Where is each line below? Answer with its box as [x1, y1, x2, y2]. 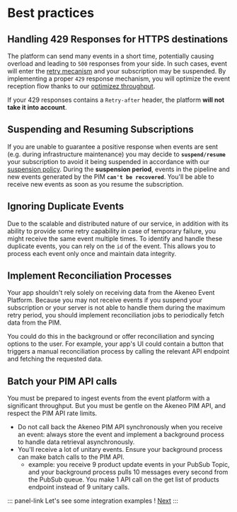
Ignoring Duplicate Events [7, 200, 125, 213]
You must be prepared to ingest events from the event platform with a [7, 394, 210, 402]
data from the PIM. [7, 318, 62, 327]
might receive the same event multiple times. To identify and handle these [7, 234, 223, 243]
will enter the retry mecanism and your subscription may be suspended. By [7, 67, 226, 75]
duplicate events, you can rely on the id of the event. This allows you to [7, 242, 216, 250]
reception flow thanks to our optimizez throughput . [7, 82, 156, 90]
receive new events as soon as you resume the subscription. [7, 180, 184, 188]
